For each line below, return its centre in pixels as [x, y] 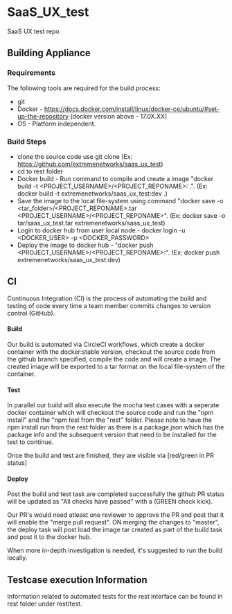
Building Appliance [49, 53]
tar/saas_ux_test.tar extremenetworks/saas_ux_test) [91, 223]
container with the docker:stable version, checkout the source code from [111, 352]
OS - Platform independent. [56, 123]
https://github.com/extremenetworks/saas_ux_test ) [90, 164]
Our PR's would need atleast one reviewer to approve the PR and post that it [116, 515]
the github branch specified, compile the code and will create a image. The [114, 359]
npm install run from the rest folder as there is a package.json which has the [116, 427]
